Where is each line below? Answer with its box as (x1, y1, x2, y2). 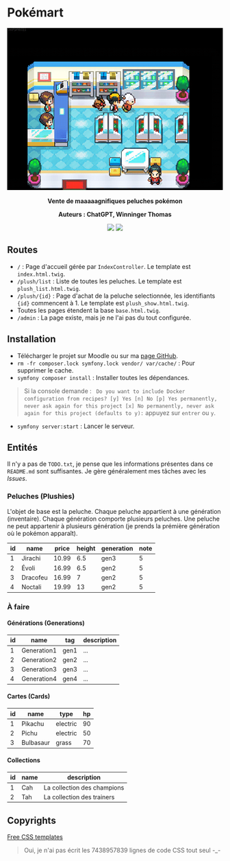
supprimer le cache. (16, 366, 74, 375)
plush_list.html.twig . (16, 284, 81, 292)
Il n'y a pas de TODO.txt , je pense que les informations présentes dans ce (7, 460, 214, 468)
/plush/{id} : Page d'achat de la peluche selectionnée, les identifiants (16, 292, 216, 300)
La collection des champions (43, 783, 125, 792)
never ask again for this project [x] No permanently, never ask (23, 403, 214, 410)
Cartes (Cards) (7, 692, 51, 700)
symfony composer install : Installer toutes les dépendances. (16, 373, 190, 381)
